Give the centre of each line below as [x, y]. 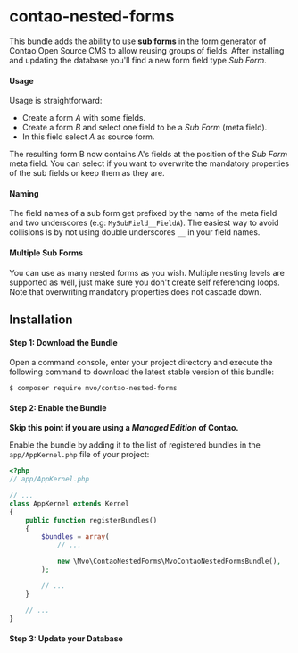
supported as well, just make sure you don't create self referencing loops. [145, 282]
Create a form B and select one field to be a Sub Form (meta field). [145, 128]
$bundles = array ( [75, 537]
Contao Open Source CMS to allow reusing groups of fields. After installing [147, 50]
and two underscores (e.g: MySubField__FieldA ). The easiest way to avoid [144, 223]
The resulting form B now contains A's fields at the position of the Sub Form [149, 155]
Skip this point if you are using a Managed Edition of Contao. [124, 428]
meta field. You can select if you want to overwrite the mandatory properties [149, 163]
